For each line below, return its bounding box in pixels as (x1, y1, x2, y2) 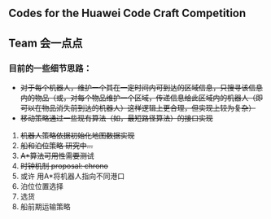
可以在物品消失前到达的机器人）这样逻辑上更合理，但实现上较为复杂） (20, 103, 256, 113)
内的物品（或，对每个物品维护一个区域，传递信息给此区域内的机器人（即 (20, 93, 263, 103)
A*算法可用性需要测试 (20, 151, 95, 161)
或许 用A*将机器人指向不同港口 (20, 171, 125, 182)
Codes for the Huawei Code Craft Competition (8, 7, 247, 20)
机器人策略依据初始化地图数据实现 (20, 130, 135, 141)
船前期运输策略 (20, 202, 71, 212)
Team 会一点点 (8, 36, 83, 50)
